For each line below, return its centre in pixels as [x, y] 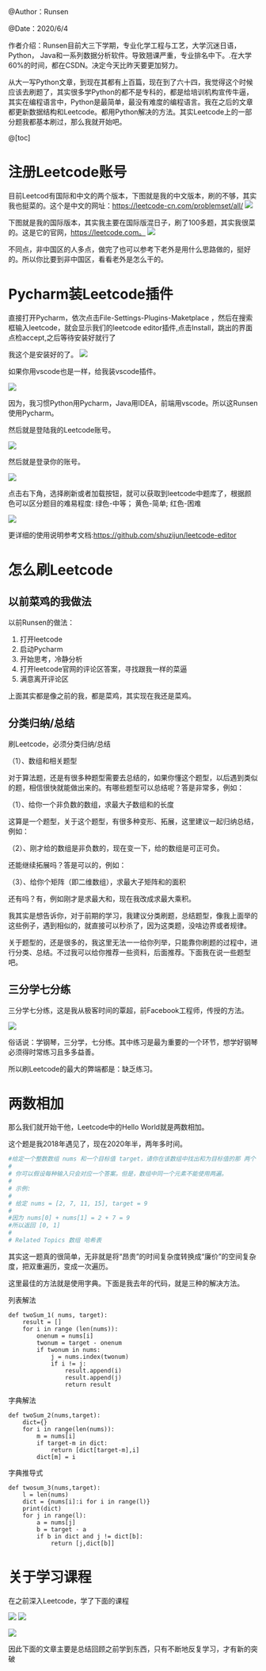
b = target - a [62, 1529]
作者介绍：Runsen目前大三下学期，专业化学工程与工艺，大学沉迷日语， [125, 45]
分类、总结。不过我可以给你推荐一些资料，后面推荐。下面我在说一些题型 [133, 952]
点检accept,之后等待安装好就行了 [62, 337]
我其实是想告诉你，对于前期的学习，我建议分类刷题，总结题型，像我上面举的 [133, 915]
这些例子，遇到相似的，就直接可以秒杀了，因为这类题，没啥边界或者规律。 [129, 925]
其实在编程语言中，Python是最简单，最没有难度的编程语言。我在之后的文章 [131, 102]
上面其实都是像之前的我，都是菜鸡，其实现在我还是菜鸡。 [102, 695]
